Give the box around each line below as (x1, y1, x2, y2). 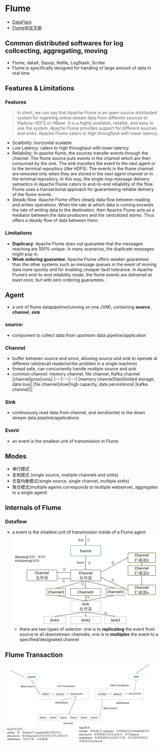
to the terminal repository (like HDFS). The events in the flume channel (12, 166, 154, 172)
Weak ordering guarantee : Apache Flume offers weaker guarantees (12, 256, 149, 262)
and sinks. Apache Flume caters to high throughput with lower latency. (17, 130, 159, 136)
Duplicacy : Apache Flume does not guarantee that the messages (12, 240, 143, 246)
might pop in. (12, 251, 39, 257)
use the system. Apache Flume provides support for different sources (17, 125, 157, 131)
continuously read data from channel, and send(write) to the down (12, 410, 145, 416)
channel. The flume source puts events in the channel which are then (12, 155, 151, 161)
